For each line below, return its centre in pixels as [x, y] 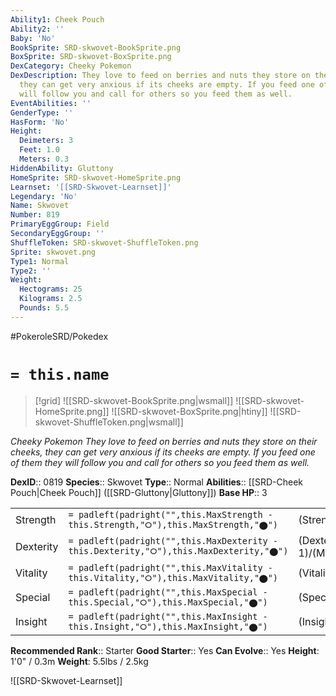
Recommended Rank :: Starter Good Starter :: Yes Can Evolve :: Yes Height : [165, 650]
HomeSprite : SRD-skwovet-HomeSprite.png [96, 177]
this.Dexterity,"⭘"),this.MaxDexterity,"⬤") [178, 551]
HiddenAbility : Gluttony [62, 168]
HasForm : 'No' [40, 122]
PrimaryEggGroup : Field [60, 224]
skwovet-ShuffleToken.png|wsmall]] [109, 422]
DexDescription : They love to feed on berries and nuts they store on [160, 76]
